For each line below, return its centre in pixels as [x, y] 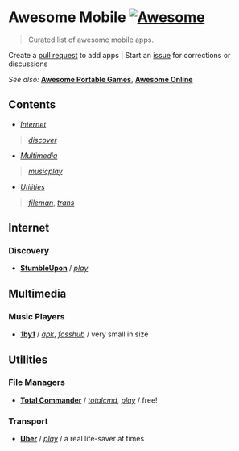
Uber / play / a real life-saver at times [82, 439]
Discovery [29, 251]
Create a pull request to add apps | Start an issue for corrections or [119, 55]
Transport [28, 421]
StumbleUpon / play [54, 268]
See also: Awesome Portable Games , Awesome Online [101, 79]
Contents [32, 105]
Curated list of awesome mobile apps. [91, 40]
